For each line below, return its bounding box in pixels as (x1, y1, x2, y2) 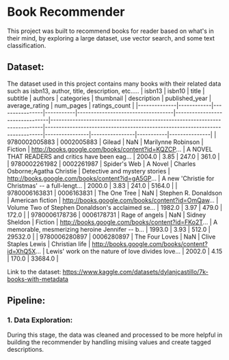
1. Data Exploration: (7, 315, 73, 325)
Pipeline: (7, 295, 46, 307)
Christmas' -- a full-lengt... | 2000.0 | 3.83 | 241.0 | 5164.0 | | (7, 181, 178, 189)
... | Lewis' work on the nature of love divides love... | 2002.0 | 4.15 (35, 247, 223, 255)
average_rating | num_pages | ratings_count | (7, 101, 135, 110)
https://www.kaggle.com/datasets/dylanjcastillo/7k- (62, 267, 208, 276)
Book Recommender (7, 4, 125, 20)
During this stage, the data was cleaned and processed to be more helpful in (7, 331, 223, 339)
